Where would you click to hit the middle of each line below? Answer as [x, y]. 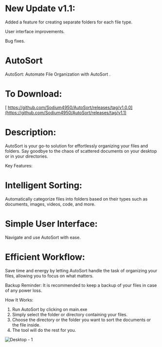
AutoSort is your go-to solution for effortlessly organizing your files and [77, 146]
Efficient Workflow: [45, 257]
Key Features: [19, 165]
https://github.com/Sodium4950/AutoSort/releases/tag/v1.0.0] [70, 107]
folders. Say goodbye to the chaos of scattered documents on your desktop [81, 151]
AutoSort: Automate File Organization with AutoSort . [58, 74]
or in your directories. [27, 156]
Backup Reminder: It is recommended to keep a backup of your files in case [81, 285]
